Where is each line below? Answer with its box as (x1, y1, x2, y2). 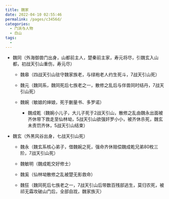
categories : (5, 21, 30, 27)
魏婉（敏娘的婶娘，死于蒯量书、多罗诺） (20, 99, 104, 105)
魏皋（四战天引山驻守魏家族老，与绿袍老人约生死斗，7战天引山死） (20, 71, 160, 77)
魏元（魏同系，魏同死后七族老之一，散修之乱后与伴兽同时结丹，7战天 (20, 82, 164, 88)
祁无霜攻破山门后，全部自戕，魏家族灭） (20, 188, 104, 194)
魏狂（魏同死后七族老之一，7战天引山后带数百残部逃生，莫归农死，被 (20, 182, 164, 188)
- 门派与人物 (10, 26, 34, 31)
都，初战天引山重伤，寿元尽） (12, 61, 75, 67)
